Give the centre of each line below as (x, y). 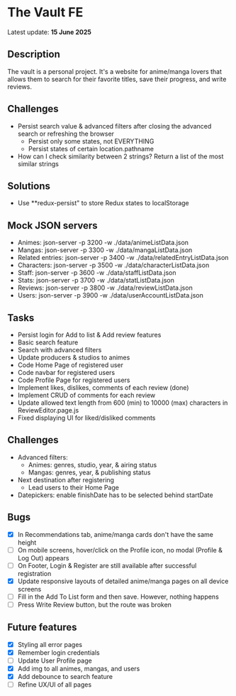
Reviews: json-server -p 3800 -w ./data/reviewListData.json (105, 288)
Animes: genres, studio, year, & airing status (92, 464)
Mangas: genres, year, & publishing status (89, 472)
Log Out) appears (43, 558)
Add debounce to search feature (65, 677)
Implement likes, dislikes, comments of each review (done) (103, 387)
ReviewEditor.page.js (48, 410)
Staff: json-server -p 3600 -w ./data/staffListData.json (97, 273)
